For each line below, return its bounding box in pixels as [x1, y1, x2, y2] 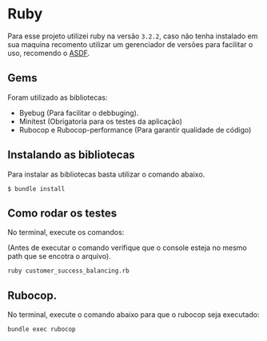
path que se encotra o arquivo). [7, 252, 111, 261]
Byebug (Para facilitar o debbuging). [18, 108, 139, 117]
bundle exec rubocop [7, 325, 77, 334]
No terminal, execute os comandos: [7, 228, 125, 237]
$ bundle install [7, 184, 66, 192]
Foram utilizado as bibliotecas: [7, 93, 108, 102]
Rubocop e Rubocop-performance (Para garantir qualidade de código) [18, 125, 252, 134]
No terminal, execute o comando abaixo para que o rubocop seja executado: [7, 310, 260, 319]
